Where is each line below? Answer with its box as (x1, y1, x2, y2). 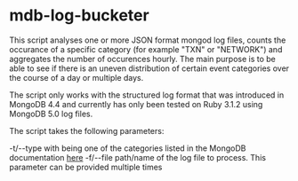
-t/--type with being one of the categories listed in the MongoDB (9, 143, 246, 153)
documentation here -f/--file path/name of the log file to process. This (9, 152, 267, 162)
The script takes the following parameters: (9, 125, 165, 136)
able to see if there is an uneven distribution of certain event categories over (9, 63, 290, 74)
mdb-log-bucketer (9, 5, 149, 26)
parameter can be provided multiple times (9, 161, 163, 172)
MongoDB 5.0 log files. (9, 108, 93, 119)
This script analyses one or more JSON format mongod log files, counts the (9, 35, 286, 45)
